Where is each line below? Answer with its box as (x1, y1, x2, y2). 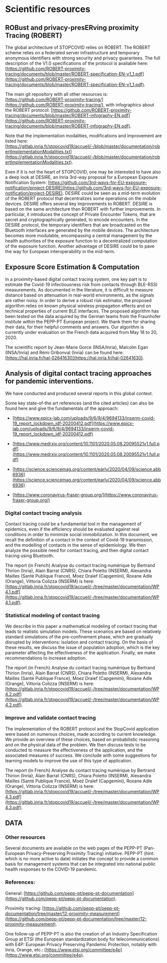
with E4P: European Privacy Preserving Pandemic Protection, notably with (5, 941, 157, 947)
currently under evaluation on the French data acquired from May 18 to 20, (5, 329, 158, 335)
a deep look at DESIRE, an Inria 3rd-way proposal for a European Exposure (5, 174, 158, 180)
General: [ (5, 890, 26, 896)
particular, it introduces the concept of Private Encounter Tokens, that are (5, 211, 156, 217)
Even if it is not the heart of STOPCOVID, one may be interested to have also (5, 169, 161, 175)
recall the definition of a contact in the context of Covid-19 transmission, (5, 537, 153, 543)
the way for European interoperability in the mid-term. (5, 249, 115, 254)
